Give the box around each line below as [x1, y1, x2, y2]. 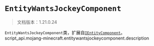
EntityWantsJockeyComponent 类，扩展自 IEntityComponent [4, 29, 121, 36]
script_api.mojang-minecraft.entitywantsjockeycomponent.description [4, 35, 149, 41]
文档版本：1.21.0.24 [16, 19, 57, 25]
